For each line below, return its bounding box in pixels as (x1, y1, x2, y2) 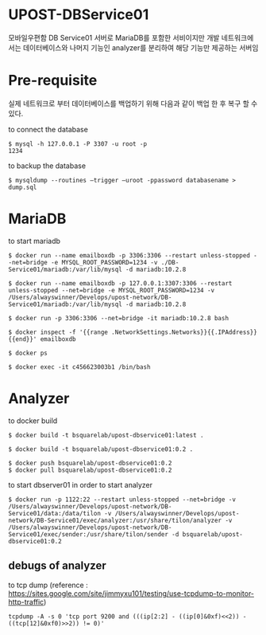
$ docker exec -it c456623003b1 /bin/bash (8, 363, 151, 371)
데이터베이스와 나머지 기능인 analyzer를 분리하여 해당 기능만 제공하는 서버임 (22, 42, 259, 53)
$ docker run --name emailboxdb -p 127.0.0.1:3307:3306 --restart (8, 279, 233, 288)
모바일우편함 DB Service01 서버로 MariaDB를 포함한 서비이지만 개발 (8, 33, 220, 42)
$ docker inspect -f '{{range (8, 328, 109, 336)
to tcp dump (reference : (8, 580, 89, 590)
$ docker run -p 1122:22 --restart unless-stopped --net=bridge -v (8, 496, 237, 504)
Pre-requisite (8, 72, 98, 89)
